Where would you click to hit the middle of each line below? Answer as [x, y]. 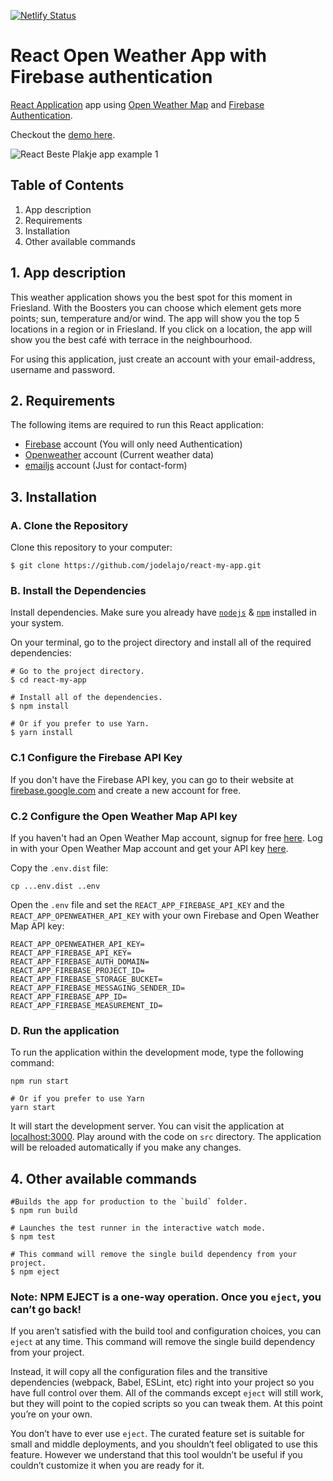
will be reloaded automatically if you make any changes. [126, 1147]
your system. [37, 623]
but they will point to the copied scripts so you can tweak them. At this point [166, 1404]
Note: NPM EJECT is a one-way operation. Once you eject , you [166, 1297]
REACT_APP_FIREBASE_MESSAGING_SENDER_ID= [98, 988]
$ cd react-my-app [48, 680]
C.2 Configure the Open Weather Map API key [124, 816]
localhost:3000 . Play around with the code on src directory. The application [166, 1137]
